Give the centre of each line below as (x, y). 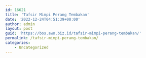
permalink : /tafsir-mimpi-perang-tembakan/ (52, 38)
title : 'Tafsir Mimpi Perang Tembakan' (47, 15)
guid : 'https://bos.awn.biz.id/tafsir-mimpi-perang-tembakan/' (74, 33)
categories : (18, 43)
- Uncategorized (32, 47)
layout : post (19, 29)
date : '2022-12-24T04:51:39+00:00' (43, 19)
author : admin (20, 24)
